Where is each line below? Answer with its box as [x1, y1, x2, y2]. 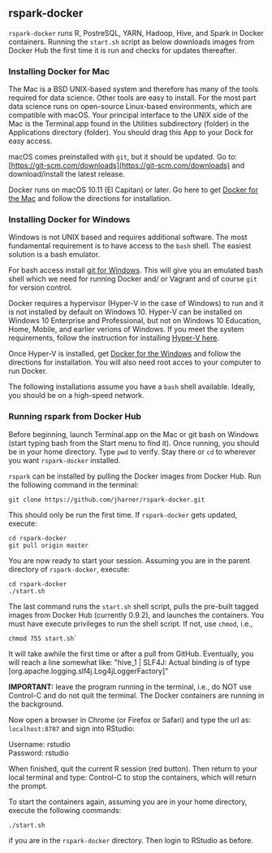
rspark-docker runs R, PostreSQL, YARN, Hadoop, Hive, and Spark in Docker [8, 28, 264, 37]
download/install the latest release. [8, 169, 126, 179]
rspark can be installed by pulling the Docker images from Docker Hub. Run [8, 471, 261, 481]
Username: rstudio [8, 739, 71, 749]
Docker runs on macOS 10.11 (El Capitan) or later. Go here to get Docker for [8, 185, 258, 195]
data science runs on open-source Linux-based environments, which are [8, 102, 253, 112]
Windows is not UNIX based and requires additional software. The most [8, 232, 248, 243]
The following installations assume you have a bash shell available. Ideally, [8, 382, 256, 392]
